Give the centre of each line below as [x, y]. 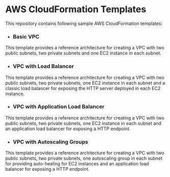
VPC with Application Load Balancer [58, 107]
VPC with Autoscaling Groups [50, 142]
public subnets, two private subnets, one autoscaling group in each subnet [84, 158]
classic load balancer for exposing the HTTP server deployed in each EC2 [83, 88]
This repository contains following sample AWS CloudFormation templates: [84, 23]
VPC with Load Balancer [43, 66]
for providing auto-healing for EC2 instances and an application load [77, 164]
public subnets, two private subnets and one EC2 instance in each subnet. [83, 53]
